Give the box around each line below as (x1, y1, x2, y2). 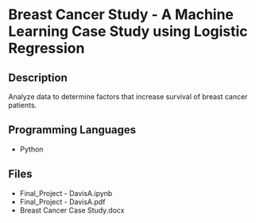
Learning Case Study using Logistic (8, 22, 248, 40)
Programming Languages (8, 123, 137, 136)
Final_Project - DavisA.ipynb (19, 188, 113, 198)
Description (8, 71, 68, 84)
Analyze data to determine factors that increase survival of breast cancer (8, 92, 248, 101)
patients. (8, 101, 37, 110)
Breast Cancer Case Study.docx (19, 205, 125, 215)
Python (19, 144, 44, 154)
